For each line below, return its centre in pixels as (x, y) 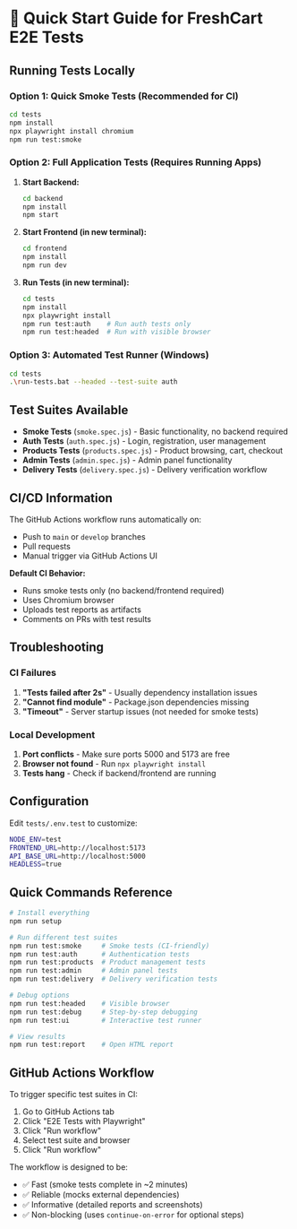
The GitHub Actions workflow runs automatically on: (106, 519)
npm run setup (36, 921)
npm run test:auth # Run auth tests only (106, 324)
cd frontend (44, 249)
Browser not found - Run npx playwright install (114, 763)
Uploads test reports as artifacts (81, 610)
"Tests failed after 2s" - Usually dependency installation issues (140, 692)
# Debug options (39, 995)
